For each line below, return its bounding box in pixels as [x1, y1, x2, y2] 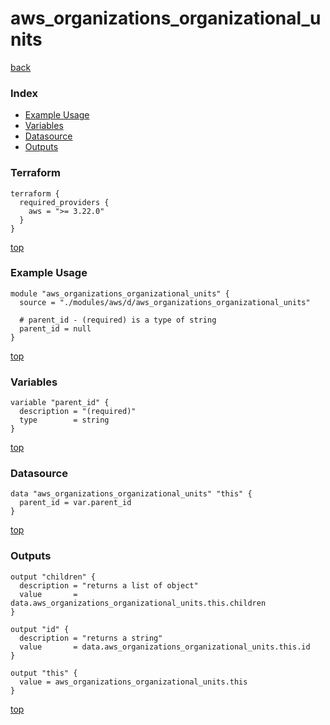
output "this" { [10, 668, 78, 678]
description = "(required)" [19, 407, 137, 417]
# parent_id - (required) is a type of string [19, 315, 217, 325]
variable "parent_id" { [10, 398, 110, 408]
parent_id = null [19, 323, 92, 334]
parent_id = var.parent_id [19, 498, 132, 508]
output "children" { [10, 572, 97, 582]
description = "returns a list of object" [19, 580, 199, 591]
